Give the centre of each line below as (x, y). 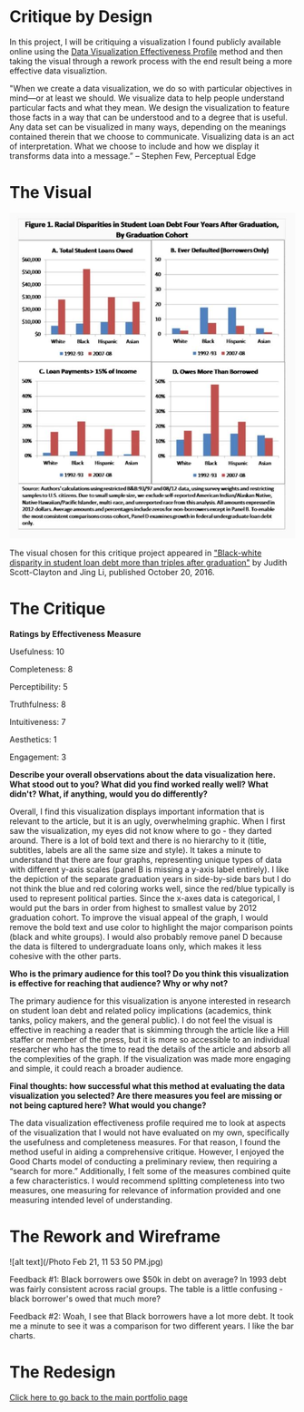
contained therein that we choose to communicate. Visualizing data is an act (152, 136)
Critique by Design (81, 17)
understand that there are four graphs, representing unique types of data (146, 860)
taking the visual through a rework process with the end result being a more (151, 61)
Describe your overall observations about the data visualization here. (142, 775)
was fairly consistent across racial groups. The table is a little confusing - (146, 1289)
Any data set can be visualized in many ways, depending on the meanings (148, 127)
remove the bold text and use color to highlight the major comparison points (151, 927)
